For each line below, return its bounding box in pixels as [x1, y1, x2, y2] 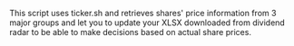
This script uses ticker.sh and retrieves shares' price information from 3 [9, 8, 277, 18]
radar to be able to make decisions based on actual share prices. [9, 27, 252, 37]
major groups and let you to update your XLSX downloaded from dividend [9, 17, 286, 28]
